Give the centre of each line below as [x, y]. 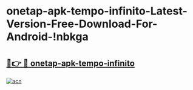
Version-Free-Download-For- [82, 24]
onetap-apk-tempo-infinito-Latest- [97, 11]
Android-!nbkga [48, 37]
